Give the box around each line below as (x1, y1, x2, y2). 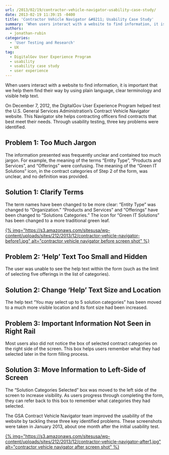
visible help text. (5, 93, 39, 99)
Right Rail (5, 327, 36, 336)
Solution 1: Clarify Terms (5, 188, 84, 197)
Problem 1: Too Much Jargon (5, 139, 97, 147)
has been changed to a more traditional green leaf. (5, 217, 110, 223)
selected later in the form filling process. (5, 351, 89, 357)
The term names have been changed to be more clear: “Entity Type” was (5, 201, 156, 207)
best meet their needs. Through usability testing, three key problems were (5, 119, 158, 124)
